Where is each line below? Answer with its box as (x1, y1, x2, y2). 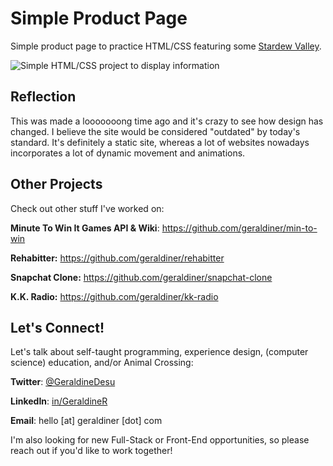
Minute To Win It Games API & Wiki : (10, 222, 160, 234)
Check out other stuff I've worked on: (10, 202, 165, 214)
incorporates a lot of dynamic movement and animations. (10, 147, 246, 159)
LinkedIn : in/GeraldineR (10, 395, 108, 407)
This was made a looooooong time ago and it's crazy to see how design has (10, 115, 324, 127)
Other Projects (10, 176, 103, 193)
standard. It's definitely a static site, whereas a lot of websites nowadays (10, 136, 310, 148)
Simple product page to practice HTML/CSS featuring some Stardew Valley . (10, 40, 322, 52)
